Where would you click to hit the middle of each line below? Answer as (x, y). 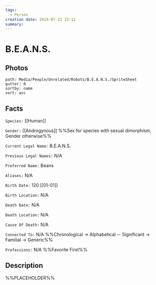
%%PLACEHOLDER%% (30, 278)
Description (24, 265)
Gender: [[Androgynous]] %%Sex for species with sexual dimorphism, (78, 131)
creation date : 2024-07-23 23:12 (41, 19)
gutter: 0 (16, 84)
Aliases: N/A (19, 175)
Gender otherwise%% (28, 136)
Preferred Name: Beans (30, 166)
